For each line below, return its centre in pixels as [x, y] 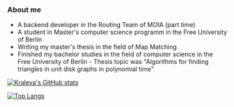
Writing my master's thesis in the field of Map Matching [97, 47]
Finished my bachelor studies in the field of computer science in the [115, 54]
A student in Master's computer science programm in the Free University [122, 32]
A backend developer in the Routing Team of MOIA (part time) [106, 25]
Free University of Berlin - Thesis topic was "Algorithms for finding [113, 62]
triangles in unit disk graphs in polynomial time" [86, 69]
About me [24, 10]
